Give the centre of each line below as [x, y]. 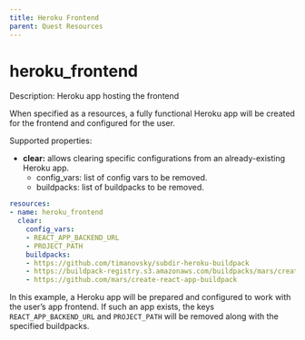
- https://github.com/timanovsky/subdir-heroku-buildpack [138, 263]
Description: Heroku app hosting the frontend [94, 96]
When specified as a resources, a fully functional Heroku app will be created [152, 113]
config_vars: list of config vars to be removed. [122, 178]
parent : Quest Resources [56, 26]
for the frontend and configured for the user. [92, 123]
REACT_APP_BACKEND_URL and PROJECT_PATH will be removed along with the [144, 316]
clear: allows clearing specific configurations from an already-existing [154, 159]
